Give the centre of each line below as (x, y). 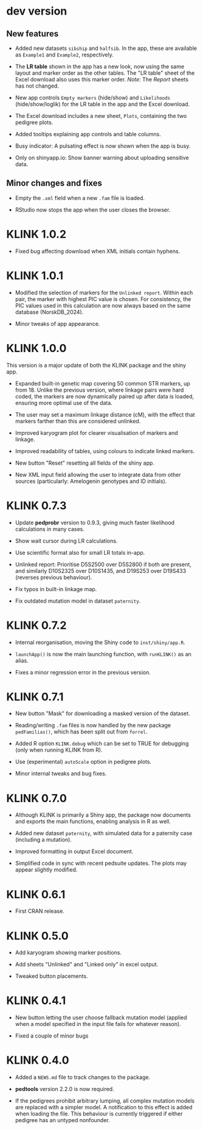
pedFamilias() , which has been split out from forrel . (81, 732)
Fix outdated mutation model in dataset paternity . (78, 601)
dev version (37, 11)
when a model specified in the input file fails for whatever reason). (98, 1024)
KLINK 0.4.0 (38, 1060)
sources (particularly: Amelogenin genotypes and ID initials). (91, 481)
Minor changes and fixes (54, 183)
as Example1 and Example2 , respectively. (64, 55)
